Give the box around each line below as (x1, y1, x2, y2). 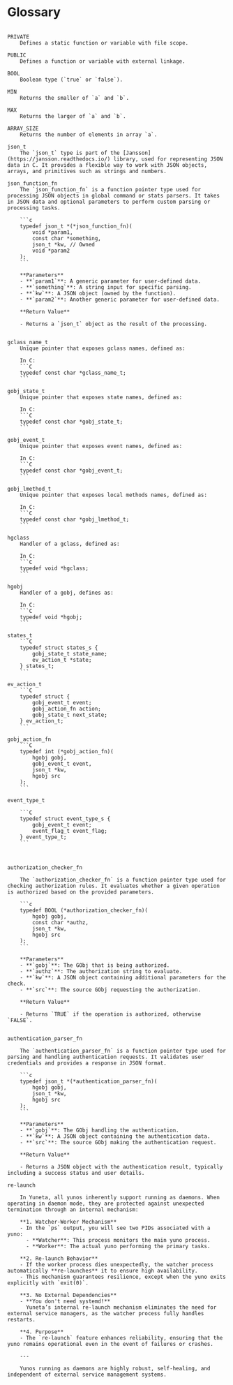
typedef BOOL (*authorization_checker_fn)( (20, 907, 149, 914)
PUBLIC (7, 52, 27, 59)
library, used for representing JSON (113, 155, 223, 163)
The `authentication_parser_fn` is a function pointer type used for (20, 1047, 227, 1054)
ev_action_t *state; (32, 656, 92, 663)
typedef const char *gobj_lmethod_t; (20, 516, 130, 523)
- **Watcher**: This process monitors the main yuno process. (25, 1236, 211, 1243)
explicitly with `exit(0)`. (7, 1279, 89, 1287)
